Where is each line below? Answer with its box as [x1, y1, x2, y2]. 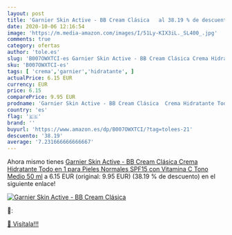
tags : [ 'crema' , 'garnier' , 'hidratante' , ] [7, 68, 135, 75]
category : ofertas [7, 42, 60, 49]
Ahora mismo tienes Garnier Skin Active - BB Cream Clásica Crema [7, 158, 198, 166]
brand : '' [7, 119, 36, 126]
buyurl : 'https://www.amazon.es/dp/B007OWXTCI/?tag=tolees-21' [7, 126, 193, 133]
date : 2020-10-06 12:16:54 [7, 23, 85, 30]
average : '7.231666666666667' [7, 139, 95, 146]
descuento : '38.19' [7, 132, 64, 139]
